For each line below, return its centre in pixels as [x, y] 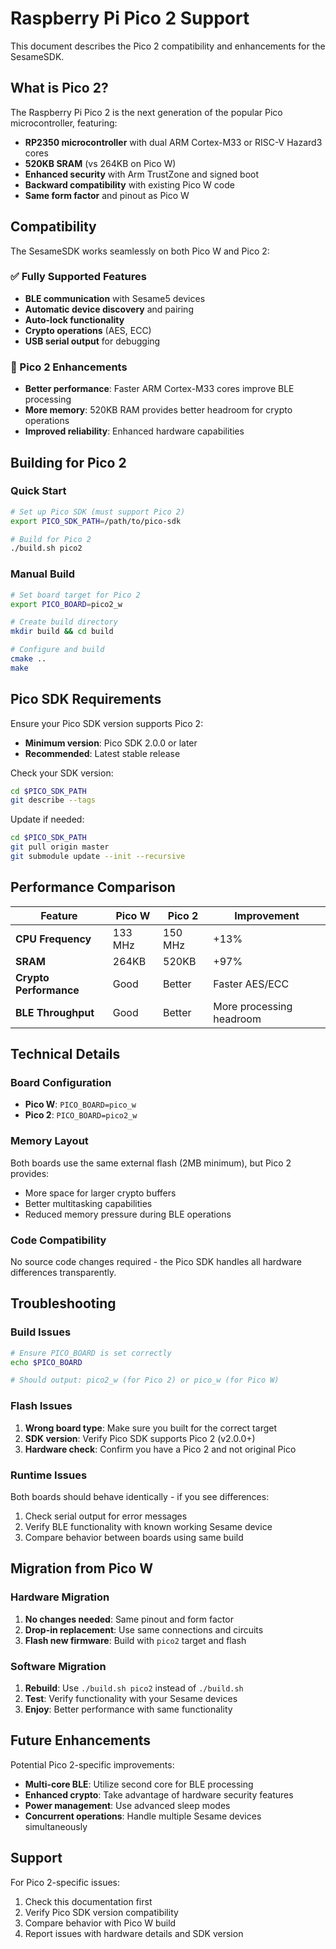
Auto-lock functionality [74, 319]
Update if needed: [47, 819]
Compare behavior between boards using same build [134, 1537]
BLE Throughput [55, 1012]
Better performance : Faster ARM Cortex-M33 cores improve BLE [159, 389]
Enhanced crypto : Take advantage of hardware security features [159, 1794]
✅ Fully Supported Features [78, 277]
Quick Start [38, 491]
